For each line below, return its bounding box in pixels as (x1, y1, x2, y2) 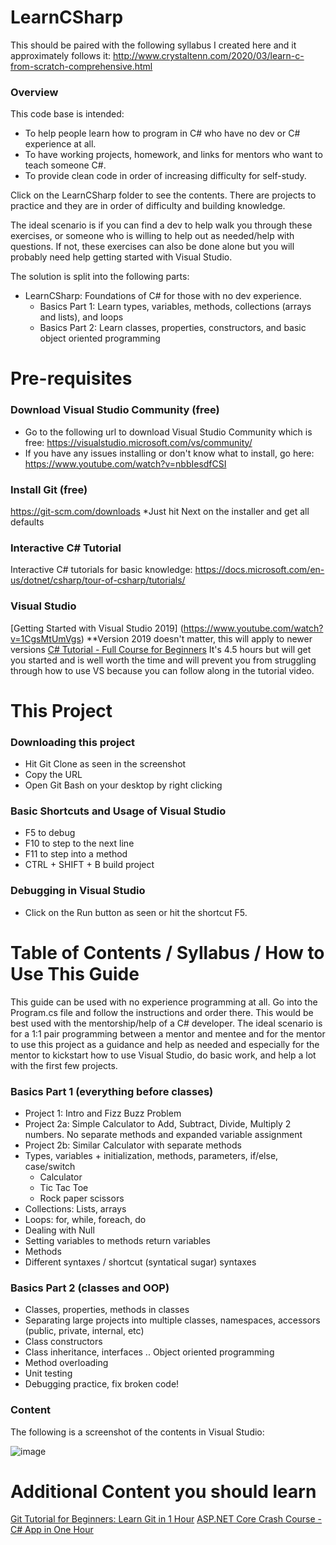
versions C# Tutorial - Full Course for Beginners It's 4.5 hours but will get (10, 643, 312, 655)
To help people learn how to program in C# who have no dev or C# (24, 127, 301, 140)
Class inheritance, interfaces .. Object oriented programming (24, 1346, 275, 1358)
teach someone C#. (24, 159, 107, 171)
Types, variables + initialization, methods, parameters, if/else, (24, 1149, 279, 1161)
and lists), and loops (39, 311, 124, 323)
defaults (10, 516, 45, 528)
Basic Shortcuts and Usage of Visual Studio (10, 804, 227, 818)
